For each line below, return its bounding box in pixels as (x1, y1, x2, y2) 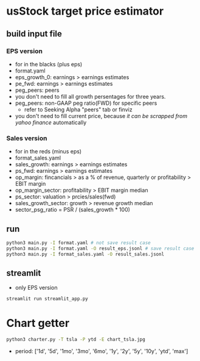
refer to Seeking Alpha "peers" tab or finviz (24, 105, 133, 113)
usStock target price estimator (6, 4, 164, 18)
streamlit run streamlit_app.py (6, 296, 88, 302)
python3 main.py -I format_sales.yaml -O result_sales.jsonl (6, 251, 165, 257)
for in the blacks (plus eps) (15, 60, 83, 68)
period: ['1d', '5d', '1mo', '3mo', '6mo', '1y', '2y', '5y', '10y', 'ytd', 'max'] (15, 348, 188, 355)
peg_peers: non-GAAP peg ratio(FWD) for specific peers (15, 99, 157, 107)
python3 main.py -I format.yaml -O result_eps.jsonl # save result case (6, 245, 195, 251)
